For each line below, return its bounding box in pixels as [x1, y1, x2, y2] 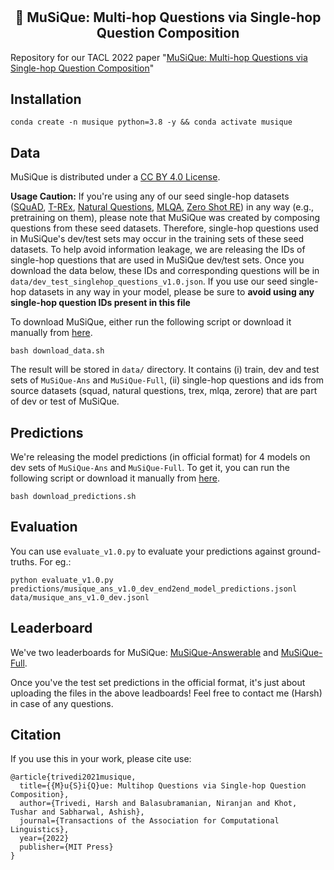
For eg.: [39, 555, 72, 568]
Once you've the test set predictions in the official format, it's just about [10, 676, 306, 688]
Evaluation [10, 519, 78, 536]
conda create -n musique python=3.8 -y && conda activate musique [10, 117, 293, 128]
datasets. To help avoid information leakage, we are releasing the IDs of [10, 244, 306, 256]
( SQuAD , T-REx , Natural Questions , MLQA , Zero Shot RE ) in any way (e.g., [10, 201, 315, 213]
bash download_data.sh [10, 346, 105, 356]
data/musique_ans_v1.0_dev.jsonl [10, 592, 150, 603]
